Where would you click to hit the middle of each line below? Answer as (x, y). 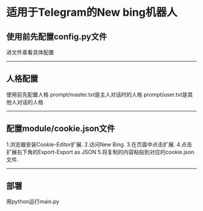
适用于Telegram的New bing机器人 (92, 12)
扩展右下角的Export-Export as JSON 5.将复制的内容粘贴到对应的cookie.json (100, 152)
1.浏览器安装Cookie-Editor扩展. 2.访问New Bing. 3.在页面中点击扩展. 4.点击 (99, 144)
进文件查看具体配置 (30, 52)
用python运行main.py (33, 202)
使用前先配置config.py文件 (57, 37)
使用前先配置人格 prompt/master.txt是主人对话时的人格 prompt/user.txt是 (97, 94)
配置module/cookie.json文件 (61, 128)
